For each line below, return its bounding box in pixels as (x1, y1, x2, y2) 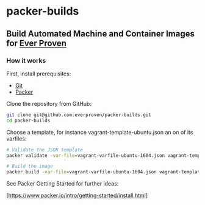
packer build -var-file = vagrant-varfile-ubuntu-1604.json (6, 169, 157, 175)
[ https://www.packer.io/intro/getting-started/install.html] (6, 192, 148, 199)
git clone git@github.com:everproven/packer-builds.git (6, 111, 151, 118)
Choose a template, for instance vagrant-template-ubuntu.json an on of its (6, 128, 193, 136)
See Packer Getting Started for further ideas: (6, 180, 119, 187)
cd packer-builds (6, 117, 51, 123)
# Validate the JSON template (6, 147, 84, 153)
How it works (6, 56, 46, 64)
